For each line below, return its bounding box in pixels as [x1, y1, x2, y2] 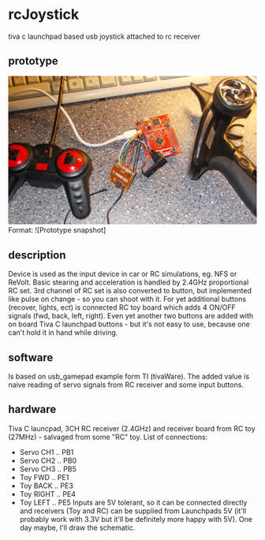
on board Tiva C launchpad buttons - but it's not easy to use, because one [8, 319, 251, 329]
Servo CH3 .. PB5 [19, 464, 77, 474]
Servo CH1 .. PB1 [19, 447, 74, 456]
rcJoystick [8, 6, 80, 24]
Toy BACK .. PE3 [19, 481, 73, 490]
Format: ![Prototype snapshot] [8, 225, 106, 235]
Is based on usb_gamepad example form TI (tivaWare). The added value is [8, 372, 250, 382]
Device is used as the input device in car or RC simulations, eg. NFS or [8, 270, 237, 279]
